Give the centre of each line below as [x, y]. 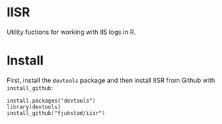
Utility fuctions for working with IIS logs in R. [71, 32]
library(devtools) [34, 107]
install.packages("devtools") [51, 101]
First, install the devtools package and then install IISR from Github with [111, 80]
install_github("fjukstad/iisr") [56, 113]
